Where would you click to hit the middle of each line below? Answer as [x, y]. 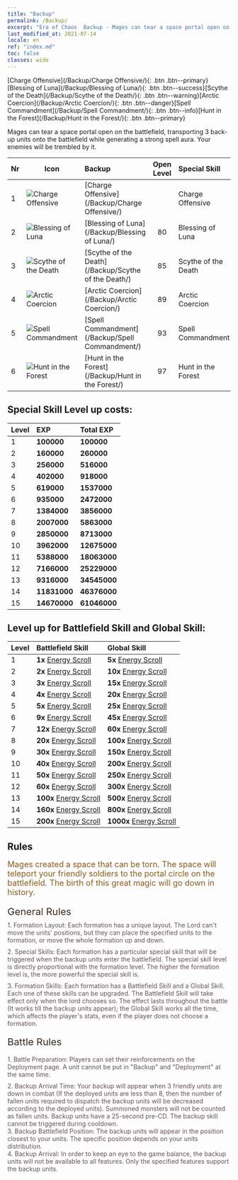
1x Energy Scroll [64, 660]
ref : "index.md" [31, 47]
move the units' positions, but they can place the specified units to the [110, 933]
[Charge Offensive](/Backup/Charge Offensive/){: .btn [86, 80]
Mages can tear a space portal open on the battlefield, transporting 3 [108, 131]
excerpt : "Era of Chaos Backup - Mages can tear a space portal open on [119, 27]
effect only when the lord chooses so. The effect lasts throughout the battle [118, 1001]
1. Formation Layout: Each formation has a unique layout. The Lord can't [112, 925]
